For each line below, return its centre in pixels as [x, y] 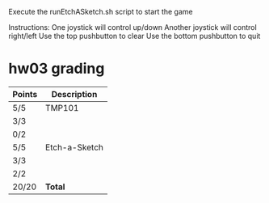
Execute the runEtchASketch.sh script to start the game [101, 12]
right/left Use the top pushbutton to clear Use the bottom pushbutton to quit [134, 36]
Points [25, 94]
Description [74, 94]
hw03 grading [57, 69]
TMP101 [62, 108]
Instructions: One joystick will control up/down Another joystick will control [132, 27]
